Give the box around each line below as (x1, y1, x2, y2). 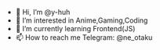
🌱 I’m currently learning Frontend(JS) (15, 24, 136, 33)
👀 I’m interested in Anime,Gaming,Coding (15, 16, 148, 25)
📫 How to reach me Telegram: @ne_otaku (15, 33, 153, 42)
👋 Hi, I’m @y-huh (15, 8, 71, 16)
